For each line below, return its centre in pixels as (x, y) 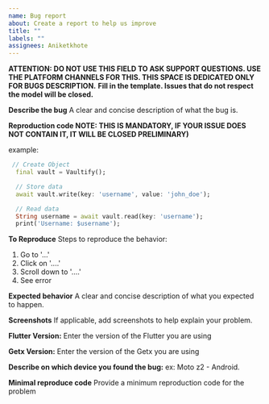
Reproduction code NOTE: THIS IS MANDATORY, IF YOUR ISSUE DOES (128, 126)
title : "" (25, 31)
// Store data (39, 186)
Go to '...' (35, 255)
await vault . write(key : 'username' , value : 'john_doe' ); (113, 194)
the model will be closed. (51, 94)
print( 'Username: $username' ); (68, 224)
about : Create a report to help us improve (83, 23)
